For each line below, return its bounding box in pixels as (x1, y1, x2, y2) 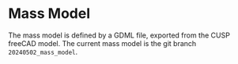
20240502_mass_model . (8, 47, 78, 56)
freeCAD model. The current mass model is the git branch (8, 38, 197, 48)
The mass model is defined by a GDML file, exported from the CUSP (8, 30, 231, 40)
